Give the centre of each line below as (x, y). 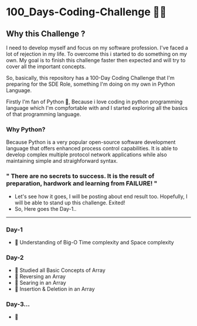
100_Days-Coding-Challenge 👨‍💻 (86, 12)
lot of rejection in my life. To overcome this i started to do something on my (97, 54)
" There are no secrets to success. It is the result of (80, 176)
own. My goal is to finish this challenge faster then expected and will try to (96, 60)
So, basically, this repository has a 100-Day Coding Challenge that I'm (90, 78)
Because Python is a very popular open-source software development (91, 142)
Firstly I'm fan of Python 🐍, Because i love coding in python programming (94, 102)
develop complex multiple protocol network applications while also (86, 154)
